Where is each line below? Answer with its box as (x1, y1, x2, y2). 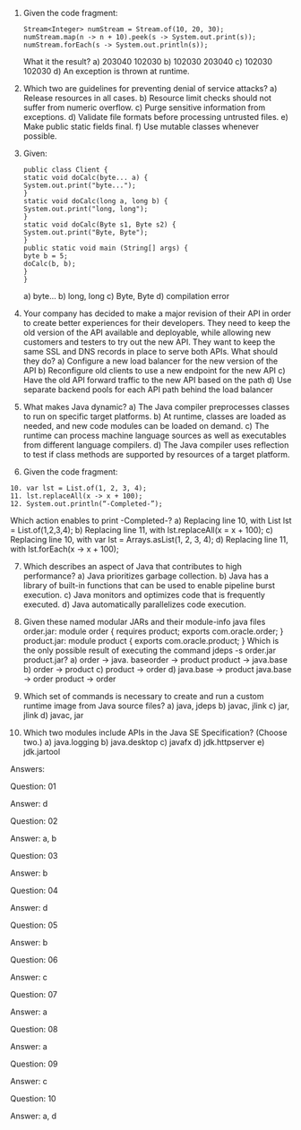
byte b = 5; (22, 252, 68, 261)
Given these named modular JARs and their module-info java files (22, 617, 266, 627)
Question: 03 (10, 851, 58, 860)
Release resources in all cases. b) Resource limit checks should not (22, 93, 272, 103)
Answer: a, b (10, 833, 57, 843)
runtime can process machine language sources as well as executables (22, 430, 287, 441)
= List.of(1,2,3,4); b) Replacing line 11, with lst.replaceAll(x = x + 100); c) (10, 525, 274, 535)
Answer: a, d (10, 1110, 57, 1121)
